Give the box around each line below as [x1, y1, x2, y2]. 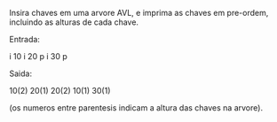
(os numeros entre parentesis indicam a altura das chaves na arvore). [9, 103, 264, 113]
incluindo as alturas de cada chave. [9, 17, 139, 27]
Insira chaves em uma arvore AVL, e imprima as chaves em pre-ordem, [9, 8, 269, 18]
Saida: [9, 68, 33, 79]
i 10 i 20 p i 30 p [9, 51, 68, 61]
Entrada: [9, 34, 40, 44]
